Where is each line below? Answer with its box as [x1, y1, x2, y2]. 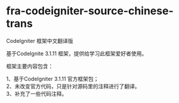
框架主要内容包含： [6, 63, 54, 70]
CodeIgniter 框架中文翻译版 [6, 37, 73, 44]
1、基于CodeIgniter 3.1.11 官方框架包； [6, 75, 99, 82]
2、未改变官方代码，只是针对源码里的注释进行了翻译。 [6, 82, 140, 90]
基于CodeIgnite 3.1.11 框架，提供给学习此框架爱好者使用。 [6, 49, 147, 57]
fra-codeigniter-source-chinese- [6, 4, 174, 18]
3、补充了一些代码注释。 [6, 90, 67, 97]
